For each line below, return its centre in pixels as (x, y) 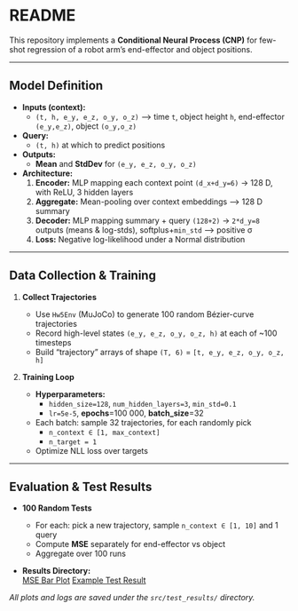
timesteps (53, 342)
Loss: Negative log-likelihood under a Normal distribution (140, 239)
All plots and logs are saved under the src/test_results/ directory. (132, 598)
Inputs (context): (54, 107)
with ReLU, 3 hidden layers (84, 192)
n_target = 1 (73, 442)
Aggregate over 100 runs (81, 554)
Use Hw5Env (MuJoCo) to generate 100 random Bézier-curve (145, 314)
